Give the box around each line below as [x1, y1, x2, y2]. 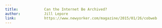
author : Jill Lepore [5, 11, 68, 16]
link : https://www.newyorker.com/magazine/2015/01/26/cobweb [5, 16, 158, 20]
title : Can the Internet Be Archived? [5, 7, 108, 12]
